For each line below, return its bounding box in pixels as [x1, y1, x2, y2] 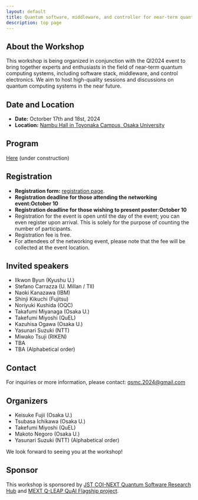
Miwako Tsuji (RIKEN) [14, 333, 67, 340]
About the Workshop [6, 41, 84, 51]
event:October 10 [14, 199, 59, 207]
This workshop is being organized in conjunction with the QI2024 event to [6, 57, 186, 64]
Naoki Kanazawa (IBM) [14, 289, 71, 296]
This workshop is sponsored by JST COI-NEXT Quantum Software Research [6, 480, 192, 488]
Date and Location [6, 99, 75, 109]
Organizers [6, 396, 48, 406]
